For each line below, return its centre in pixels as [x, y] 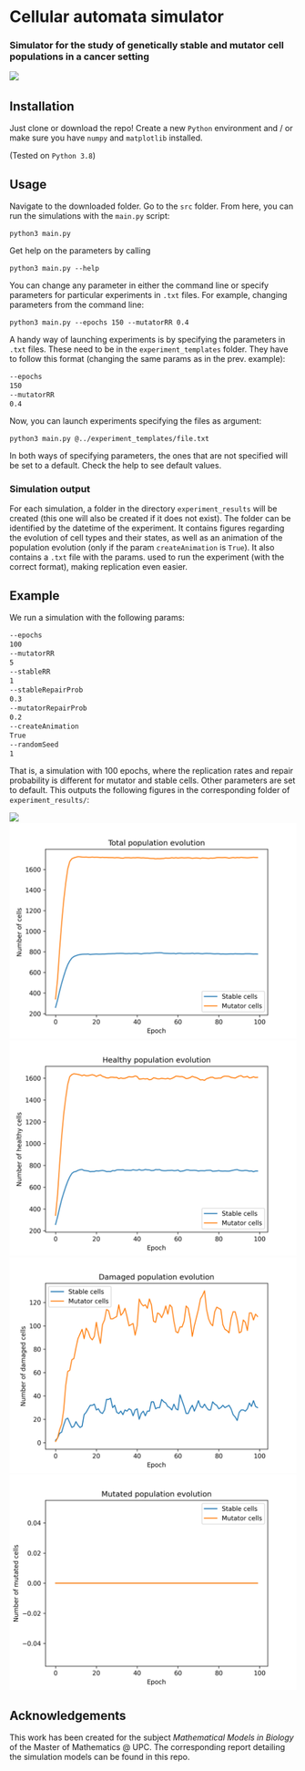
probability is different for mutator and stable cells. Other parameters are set [152, 780]
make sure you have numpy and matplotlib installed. [106, 138]
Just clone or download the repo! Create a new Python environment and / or [151, 129]
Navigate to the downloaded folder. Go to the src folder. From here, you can [152, 206]
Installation [42, 106]
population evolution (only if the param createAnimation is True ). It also [142, 548]
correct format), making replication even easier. [99, 567]
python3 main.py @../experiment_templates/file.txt [109, 439]
